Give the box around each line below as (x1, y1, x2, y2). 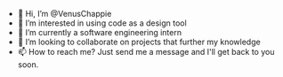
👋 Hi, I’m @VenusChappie (17, 9, 112, 19)
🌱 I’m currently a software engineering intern (17, 27, 182, 37)
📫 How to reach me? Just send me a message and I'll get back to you (17, 47, 275, 57)
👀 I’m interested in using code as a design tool (17, 18, 187, 28)
